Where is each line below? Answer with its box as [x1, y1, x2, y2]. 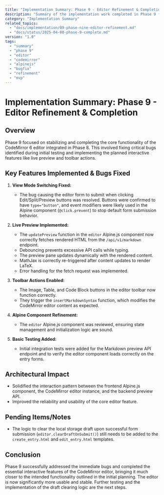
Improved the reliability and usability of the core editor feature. [12, 399, 138, 404]
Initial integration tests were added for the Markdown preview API [19, 346, 151, 352]
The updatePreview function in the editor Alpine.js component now [19, 231, 154, 237]
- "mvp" [9, 75, 25, 80]
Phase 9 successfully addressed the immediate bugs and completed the [5, 464, 150, 469]
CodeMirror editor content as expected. [19, 302, 99, 308]
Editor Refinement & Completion [5, 107, 138, 118]
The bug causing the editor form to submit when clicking [19, 191, 134, 197]
